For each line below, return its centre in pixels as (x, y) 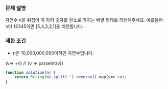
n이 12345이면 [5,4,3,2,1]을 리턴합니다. (44, 26)
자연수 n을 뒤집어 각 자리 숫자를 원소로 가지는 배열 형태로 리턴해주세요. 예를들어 (84, 20)
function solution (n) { (31, 72)
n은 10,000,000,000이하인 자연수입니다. (53, 53)
